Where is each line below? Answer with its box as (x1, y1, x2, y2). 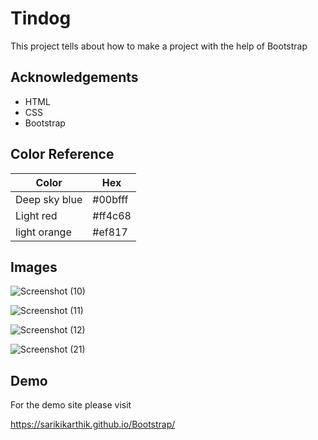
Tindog (10, 7, 72, 30)
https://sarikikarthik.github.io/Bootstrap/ (10, 418, 176, 431)
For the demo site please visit (10, 399, 132, 411)
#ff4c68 (92, 208, 132, 222)
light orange (15, 225, 72, 239)
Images (10, 258, 58, 276)
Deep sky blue (15, 192, 83, 206)
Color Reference (10, 146, 115, 163)
